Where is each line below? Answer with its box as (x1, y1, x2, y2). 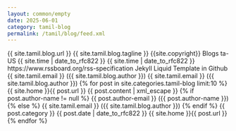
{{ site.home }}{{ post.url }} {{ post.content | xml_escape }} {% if (7, 87, 194, 95)
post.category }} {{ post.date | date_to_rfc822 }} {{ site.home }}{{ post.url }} (7, 109, 228, 118)
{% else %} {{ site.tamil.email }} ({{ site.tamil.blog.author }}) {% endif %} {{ (7, 101, 225, 110)
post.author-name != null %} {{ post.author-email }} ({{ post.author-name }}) (7, 94, 229, 103)
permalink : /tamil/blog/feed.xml (7, 30, 106, 37)
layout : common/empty (7, 10, 71, 18)
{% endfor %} (7, 117, 48, 125)
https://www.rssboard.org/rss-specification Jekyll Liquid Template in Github (7, 64, 228, 73)
